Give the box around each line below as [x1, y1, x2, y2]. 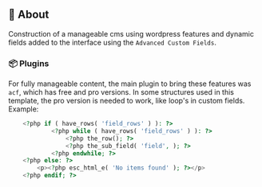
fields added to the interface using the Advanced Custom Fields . [8, 37, 217, 47]
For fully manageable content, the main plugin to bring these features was [8, 79, 252, 88]
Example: [8, 104, 39, 114]
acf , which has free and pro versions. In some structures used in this [8, 88, 234, 97]
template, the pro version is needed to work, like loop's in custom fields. [8, 96, 245, 106]
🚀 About [8, 8, 50, 21]
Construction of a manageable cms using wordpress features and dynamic [8, 29, 254, 38]
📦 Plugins [8, 57, 50, 68]
